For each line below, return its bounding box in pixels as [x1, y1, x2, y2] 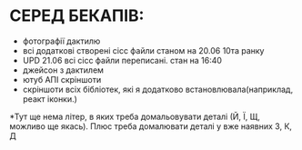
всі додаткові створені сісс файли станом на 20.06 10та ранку [22, 45, 265, 55]
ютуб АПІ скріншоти [22, 74, 102, 85]
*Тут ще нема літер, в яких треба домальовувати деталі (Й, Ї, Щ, [9, 111, 261, 122]
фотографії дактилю [22, 35, 101, 46]
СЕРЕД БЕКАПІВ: [9, 5, 145, 26]
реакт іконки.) [22, 93, 77, 105]
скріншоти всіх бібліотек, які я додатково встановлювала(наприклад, [22, 84, 294, 95]
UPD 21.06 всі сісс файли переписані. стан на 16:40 [22, 55, 223, 65]
